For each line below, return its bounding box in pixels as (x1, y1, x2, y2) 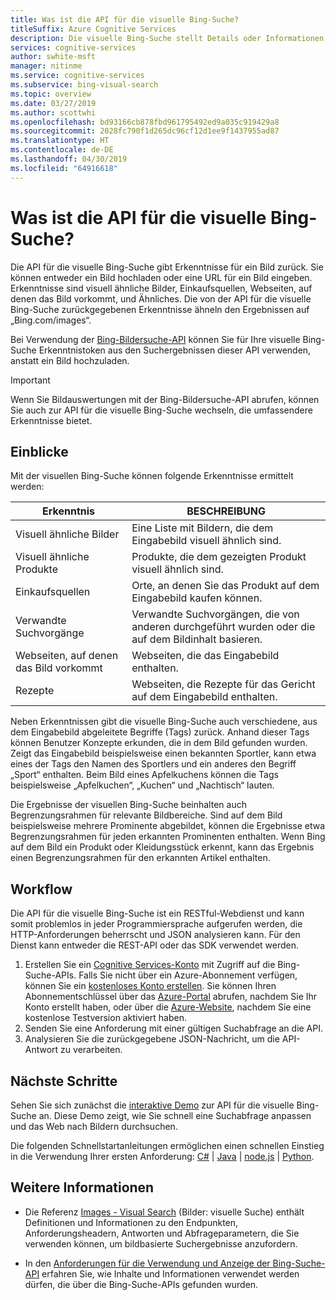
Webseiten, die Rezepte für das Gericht (131, 677, 316, 691)
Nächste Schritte (10, 1072, 118, 1090)
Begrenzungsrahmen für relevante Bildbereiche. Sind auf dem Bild (10, 809, 283, 821)
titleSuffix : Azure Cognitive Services (10, 24, 177, 34)
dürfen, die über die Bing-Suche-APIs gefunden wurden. (24, 1278, 259, 1290)
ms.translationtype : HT (10, 136, 110, 146)
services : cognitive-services (10, 42, 137, 53)
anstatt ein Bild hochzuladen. (10, 354, 130, 366)
